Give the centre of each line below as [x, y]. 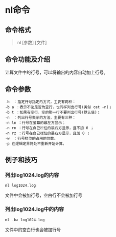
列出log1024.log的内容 [32, 175]
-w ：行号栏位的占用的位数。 [31, 138]
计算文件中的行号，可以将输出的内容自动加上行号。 [57, 72]
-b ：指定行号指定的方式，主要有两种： [40, 102]
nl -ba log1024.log [25, 220]
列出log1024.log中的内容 [35, 209]
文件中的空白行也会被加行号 [33, 230]
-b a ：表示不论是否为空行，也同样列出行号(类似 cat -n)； [59, 107]
